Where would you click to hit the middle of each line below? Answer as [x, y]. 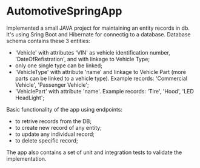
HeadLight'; [30, 98]
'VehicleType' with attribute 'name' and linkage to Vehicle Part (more [101, 72]
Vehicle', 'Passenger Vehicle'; [52, 85]
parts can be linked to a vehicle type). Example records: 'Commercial [101, 78]
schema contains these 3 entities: [48, 41]
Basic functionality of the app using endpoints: [65, 109]
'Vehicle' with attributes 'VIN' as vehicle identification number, [93, 52]
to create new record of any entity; [58, 127]
